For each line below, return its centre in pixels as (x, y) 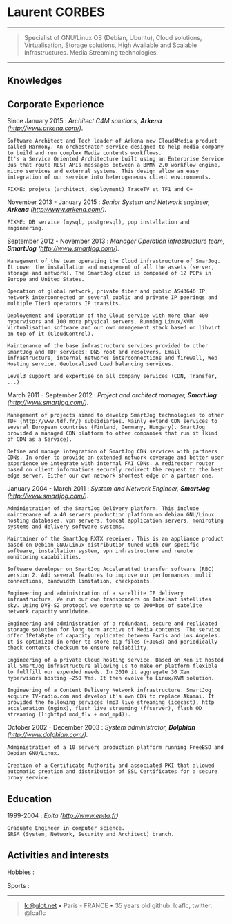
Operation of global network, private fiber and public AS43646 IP (106, 291)
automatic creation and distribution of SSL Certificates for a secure (112, 772)
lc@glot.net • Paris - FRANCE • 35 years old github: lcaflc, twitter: (118, 905)
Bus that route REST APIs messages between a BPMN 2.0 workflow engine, (114, 165)
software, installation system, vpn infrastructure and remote (100, 551)
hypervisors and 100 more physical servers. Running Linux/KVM (100, 322)
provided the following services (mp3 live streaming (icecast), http (111, 703)
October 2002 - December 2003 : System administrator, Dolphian (101, 727)
